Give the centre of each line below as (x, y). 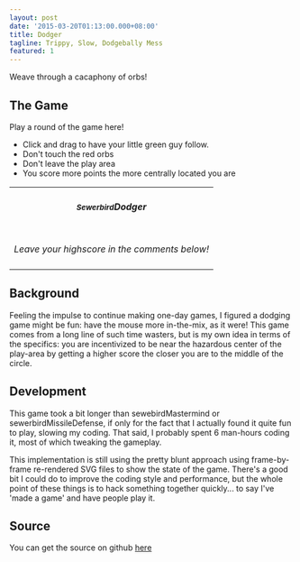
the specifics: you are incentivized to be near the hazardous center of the (145, 344)
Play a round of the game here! (67, 126)
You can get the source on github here (81, 548)
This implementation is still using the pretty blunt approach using (129, 459)
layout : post (34, 18)
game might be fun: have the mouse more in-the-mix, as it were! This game (150, 325)
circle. (21, 363)
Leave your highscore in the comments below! (112, 249)
